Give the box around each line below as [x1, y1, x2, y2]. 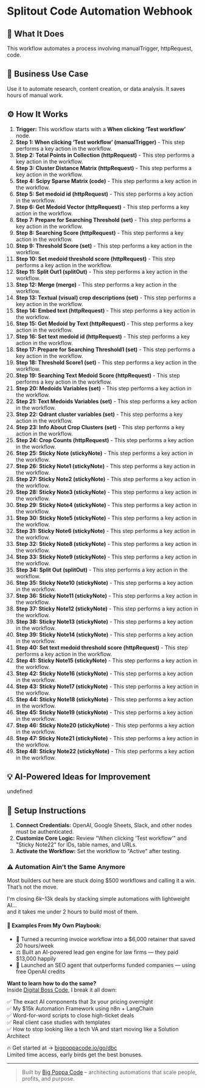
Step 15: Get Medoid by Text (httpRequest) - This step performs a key [15, 320, 193, 327]
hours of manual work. [7, 91, 63, 99]
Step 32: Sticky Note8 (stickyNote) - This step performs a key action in [15, 540, 197, 547]
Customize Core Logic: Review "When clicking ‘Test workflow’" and [15, 834, 187, 842]
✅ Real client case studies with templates [7, 1018, 111, 1026]
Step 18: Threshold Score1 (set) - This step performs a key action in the [15, 359, 197, 366]
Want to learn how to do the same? [7, 979, 97, 987]
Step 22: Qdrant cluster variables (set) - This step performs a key [15, 410, 183, 418]
